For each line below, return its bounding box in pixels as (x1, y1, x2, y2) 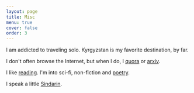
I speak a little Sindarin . (6, 80, 63, 88)
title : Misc (6, 14, 35, 20)
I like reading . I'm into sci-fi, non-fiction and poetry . (6, 69, 130, 76)
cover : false (6, 25, 38, 31)
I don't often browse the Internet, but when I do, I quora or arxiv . (6, 58, 161, 65)
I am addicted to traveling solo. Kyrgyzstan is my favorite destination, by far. (6, 46, 189, 53)
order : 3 (6, 30, 27, 36)
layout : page (6, 8, 38, 15)
